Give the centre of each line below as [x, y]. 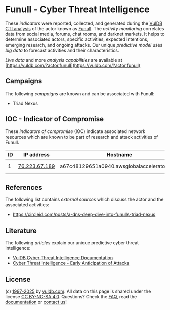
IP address [36, 154]
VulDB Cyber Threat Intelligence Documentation [63, 258]
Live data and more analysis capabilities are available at [64, 60]
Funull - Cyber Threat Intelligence [78, 9]
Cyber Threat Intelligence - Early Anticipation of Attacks [71, 263]
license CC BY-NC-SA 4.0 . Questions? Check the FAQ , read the [71, 297]
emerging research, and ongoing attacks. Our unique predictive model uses [84, 45]
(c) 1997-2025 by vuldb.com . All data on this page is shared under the [78, 291]
